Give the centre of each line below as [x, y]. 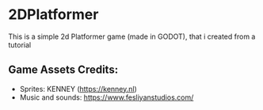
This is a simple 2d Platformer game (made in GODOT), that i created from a [132, 36]
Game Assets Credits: [63, 70]
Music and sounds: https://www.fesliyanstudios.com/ [107, 97]
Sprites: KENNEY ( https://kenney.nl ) [78, 89]
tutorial [20, 44]
